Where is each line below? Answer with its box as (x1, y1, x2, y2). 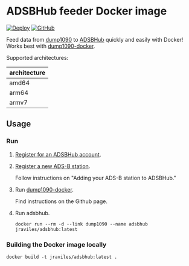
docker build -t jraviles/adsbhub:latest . (6, 254, 118, 260)
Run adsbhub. (14, 209, 50, 216)
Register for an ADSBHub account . (14, 151, 101, 158)
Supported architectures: (6, 54, 69, 61)
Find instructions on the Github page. (14, 198, 107, 205)
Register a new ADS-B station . (14, 162, 91, 170)
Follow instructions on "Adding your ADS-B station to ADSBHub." (14, 174, 176, 181)
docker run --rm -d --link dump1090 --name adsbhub (14, 221, 148, 227)
